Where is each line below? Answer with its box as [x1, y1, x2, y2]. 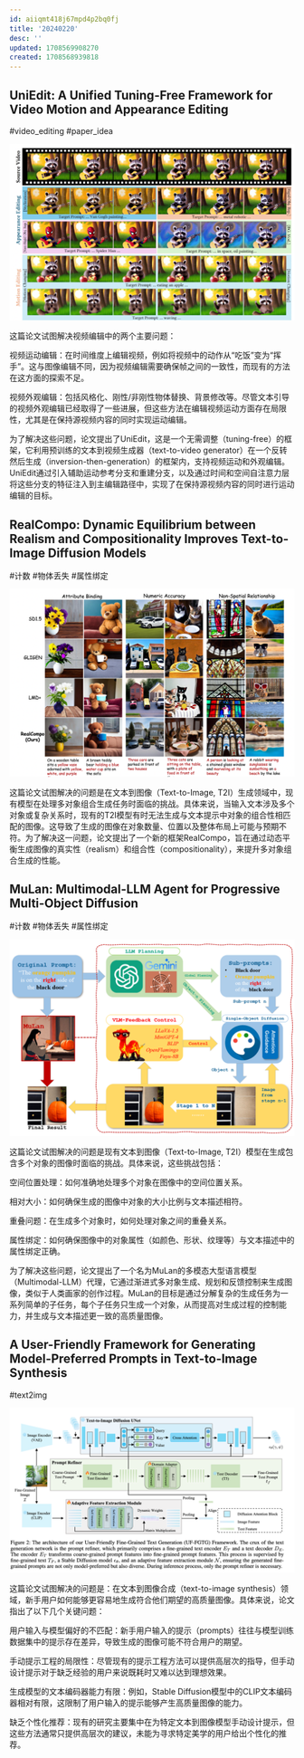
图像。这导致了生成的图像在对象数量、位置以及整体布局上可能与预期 [24, 820, 279, 832]
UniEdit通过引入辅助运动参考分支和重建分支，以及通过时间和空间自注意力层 [9, 467, 290, 479]
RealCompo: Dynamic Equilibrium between [9, 517, 256, 532]
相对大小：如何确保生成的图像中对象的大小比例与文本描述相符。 [9, 1196, 247, 1207]
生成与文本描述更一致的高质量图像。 [33, 1310, 168, 1321]
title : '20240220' [9, 24, 79, 33]
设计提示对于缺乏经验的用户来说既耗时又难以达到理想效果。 [9, 1667, 232, 1677]
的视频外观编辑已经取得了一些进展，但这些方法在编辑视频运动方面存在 [9, 403, 271, 414]
